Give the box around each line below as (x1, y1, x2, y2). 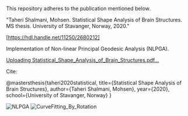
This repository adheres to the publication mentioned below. (6, 5, 151, 12)
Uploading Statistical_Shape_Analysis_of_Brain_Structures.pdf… (6, 57, 159, 63)
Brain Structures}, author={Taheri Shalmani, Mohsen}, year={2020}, (6, 86, 170, 93)
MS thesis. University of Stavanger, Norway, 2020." (6, 23, 130, 29)
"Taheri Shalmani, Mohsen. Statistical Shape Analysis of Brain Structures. (6, 16, 183, 23)
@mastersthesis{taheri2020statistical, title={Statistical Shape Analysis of (6, 79, 182, 86)
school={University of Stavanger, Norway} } (6, 92, 112, 98)
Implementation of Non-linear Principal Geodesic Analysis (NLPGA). (6, 45, 169, 52)
